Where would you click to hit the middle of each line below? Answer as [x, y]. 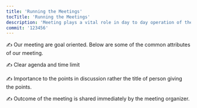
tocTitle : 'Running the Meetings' [48, 17]
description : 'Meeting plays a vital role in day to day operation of [94, 22]
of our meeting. [25, 53]
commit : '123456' [27, 28]
